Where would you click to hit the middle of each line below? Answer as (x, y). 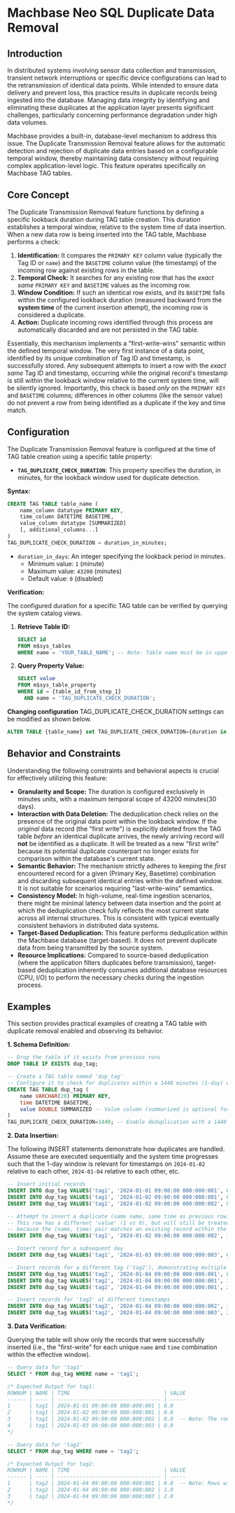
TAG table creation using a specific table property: (80, 456)
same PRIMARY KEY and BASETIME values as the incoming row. (104, 285)
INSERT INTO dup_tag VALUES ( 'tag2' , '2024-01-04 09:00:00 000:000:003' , (115, 1313)
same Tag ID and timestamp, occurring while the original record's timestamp (118, 373)
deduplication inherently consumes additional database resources (132, 970)
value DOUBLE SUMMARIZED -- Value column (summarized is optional (119, 1109)
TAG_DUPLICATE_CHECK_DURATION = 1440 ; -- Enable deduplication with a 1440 (117, 1122)
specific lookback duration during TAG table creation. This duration (104, 219)
